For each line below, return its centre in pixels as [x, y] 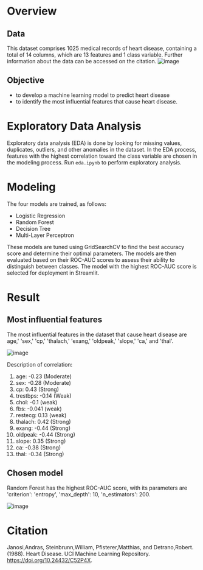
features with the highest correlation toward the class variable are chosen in [102, 156]
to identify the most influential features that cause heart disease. [97, 101]
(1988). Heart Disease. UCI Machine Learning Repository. [79, 554]
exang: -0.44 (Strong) [43, 428]
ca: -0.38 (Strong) [38, 447]
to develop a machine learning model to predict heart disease [92, 95]
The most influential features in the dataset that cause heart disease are [97, 334]
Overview [32, 11]
